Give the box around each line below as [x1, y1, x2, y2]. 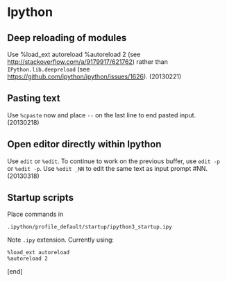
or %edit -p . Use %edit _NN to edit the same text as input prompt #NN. [7, 164, 208, 172]
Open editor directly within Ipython [7, 138, 162, 150]
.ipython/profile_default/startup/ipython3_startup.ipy [7, 224, 172, 231]
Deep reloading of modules [7, 32, 127, 44]
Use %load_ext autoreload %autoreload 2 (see [7, 50, 141, 58]
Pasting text [7, 92, 60, 104]
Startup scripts [7, 192, 74, 204]
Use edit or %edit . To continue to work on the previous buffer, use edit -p [7, 157, 220, 165]
